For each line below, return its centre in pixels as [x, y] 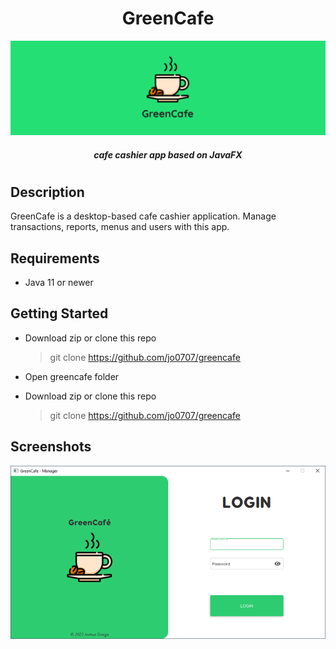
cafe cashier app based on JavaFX [168, 154]
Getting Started [59, 313]
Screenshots [51, 447]
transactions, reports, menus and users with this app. [120, 227]
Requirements [55, 258]
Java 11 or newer [59, 283]
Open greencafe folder [72, 376]
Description [47, 192]
